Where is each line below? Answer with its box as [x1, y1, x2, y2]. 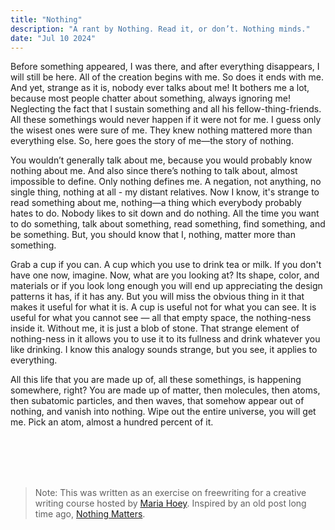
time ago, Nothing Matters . [34, 508, 146, 520]
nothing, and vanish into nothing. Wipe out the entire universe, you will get [10, 406, 317, 418]
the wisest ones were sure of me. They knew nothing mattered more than [10, 124, 313, 136]
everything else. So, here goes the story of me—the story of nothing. [10, 135, 294, 147]
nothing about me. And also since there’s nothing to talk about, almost [10, 165, 298, 177]
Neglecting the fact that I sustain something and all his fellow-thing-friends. [10, 103, 322, 115]
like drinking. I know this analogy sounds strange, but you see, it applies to [10, 344, 318, 356]
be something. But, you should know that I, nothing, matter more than [10, 229, 296, 241]
